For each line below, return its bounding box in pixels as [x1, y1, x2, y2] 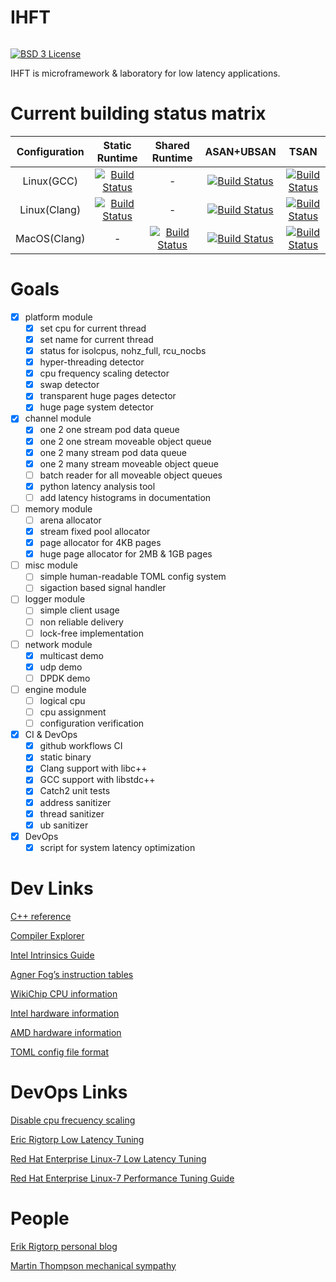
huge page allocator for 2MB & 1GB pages [39, 548, 213, 560]
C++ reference [10, 910, 72, 922]
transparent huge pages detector [39, 390, 177, 402]
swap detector [39, 379, 100, 391]
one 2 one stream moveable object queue [39, 435, 212, 447]
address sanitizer [39, 796, 112, 808]
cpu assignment [39, 706, 107, 718]
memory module [24, 502, 93, 515]
